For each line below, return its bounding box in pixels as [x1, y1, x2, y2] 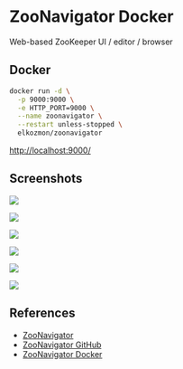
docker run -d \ [9, 86, 70, 96]
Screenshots [9, 171, 83, 186]
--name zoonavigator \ [17, 111, 103, 121]
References [9, 306, 76, 321]
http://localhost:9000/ [9, 145, 92, 156]
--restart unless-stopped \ [17, 120, 124, 129]
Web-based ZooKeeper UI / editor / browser [9, 36, 173, 47]
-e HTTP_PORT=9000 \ [17, 103, 95, 112]
